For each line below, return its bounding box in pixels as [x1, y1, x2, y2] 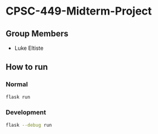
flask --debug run [5, 122, 52, 128]
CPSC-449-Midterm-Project [5, 4, 152, 18]
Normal [5, 80, 28, 89]
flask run [5, 94, 31, 100]
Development [5, 108, 47, 116]
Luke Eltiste [14, 44, 44, 52]
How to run [5, 62, 48, 72]
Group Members [5, 28, 69, 39]
